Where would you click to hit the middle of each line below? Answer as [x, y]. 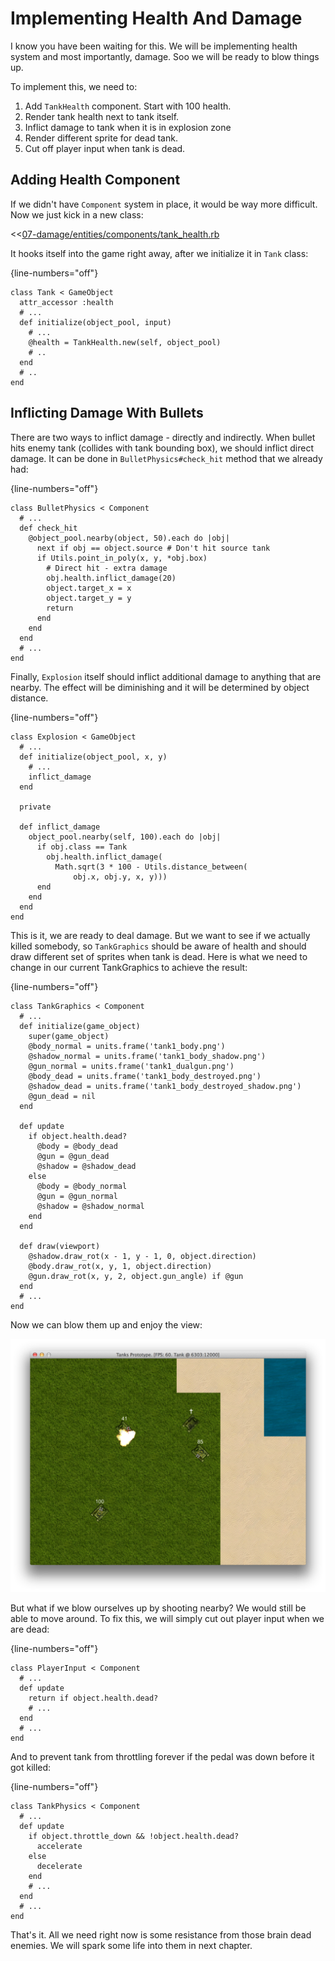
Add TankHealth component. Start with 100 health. [128, 106]
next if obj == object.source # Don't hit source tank [153, 548]
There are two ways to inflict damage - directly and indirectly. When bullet [163, 437]
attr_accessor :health [66, 302]
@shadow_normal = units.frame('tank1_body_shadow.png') [147, 1056]
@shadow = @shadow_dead [86, 1166]
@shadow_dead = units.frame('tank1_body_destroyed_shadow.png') [165, 1086]
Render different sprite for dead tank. [101, 138]
